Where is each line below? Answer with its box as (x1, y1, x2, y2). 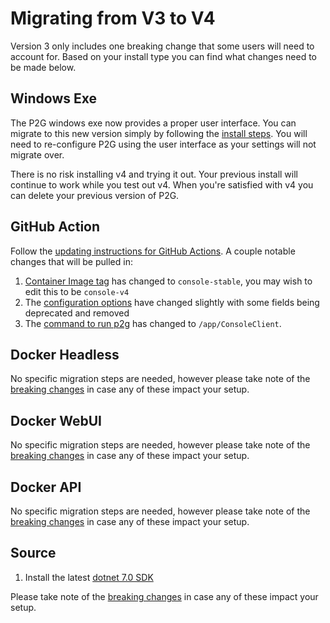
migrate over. (10, 148, 65, 161)
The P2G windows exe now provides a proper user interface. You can (10, 117, 297, 129)
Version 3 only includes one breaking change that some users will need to (10, 40, 315, 52)
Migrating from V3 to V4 (10, 7, 216, 30)
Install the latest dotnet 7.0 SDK (24, 571, 154, 583)
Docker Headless (10, 346, 120, 363)
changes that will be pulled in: (10, 255, 133, 267)
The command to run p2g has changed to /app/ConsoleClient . (24, 317, 282, 329)
